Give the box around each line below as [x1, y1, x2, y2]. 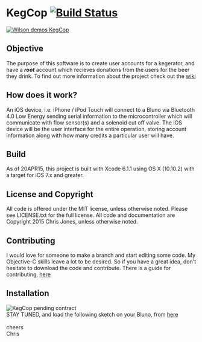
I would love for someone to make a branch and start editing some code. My [6, 251, 196, 259]
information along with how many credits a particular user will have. [6, 132, 174, 139]
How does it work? [6, 90, 78, 100]
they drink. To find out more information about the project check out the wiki [6, 73, 196, 80]
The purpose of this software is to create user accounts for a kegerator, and [6, 59, 195, 66]
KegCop [6, 6, 48, 20]
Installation [6, 288, 49, 298]
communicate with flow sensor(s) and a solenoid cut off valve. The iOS [6, 118, 183, 126]
